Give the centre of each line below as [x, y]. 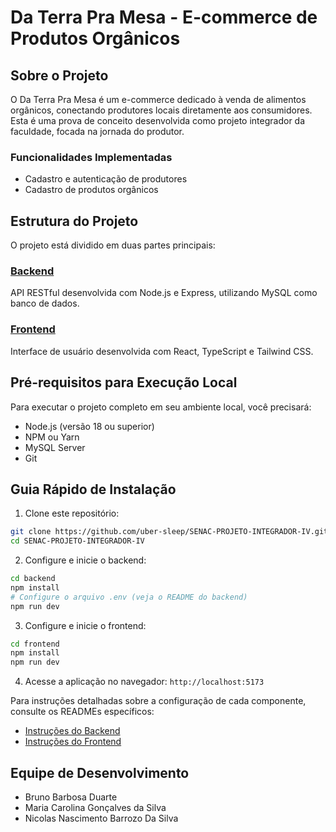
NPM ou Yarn [52, 437]
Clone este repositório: [72, 513]
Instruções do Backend [72, 731]
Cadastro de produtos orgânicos [91, 190]
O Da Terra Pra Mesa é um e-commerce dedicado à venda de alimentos [158, 99]
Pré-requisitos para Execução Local [124, 382]
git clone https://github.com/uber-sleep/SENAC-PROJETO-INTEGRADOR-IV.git [169, 532]
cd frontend [35, 644]
